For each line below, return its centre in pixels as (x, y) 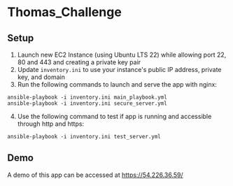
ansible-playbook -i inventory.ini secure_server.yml (87, 103)
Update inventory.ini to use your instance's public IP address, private (119, 70)
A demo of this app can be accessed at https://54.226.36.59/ (95, 175)
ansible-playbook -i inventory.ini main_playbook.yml (87, 97)
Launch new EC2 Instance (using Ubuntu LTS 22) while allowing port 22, (122, 55)
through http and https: (51, 124)
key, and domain (41, 77)
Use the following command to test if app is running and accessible (114, 116)
